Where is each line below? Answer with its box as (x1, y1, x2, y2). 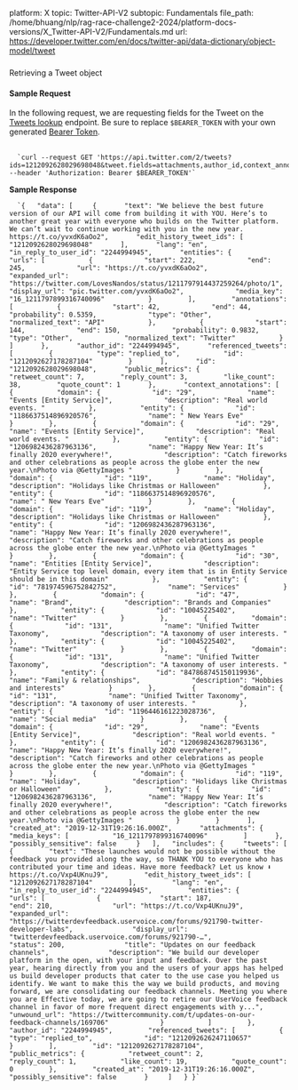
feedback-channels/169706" (9, 1018, 109, 1028)
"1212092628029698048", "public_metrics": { (9, 365, 200, 374)
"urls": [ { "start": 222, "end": (9, 256, 272, 265)
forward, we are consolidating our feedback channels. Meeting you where (9, 987, 288, 997)
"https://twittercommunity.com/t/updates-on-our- (68, 1011, 255, 1020)
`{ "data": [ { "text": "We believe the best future (17, 202, 264, 211)
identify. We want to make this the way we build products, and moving (9, 980, 279, 989)
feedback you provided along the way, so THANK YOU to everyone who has (9, 855, 284, 864)
